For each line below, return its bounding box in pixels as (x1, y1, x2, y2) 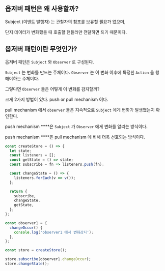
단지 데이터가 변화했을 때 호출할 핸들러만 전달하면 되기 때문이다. (5, 29, 127, 35)
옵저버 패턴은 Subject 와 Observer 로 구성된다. (5, 59, 94, 65)
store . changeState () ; (5, 261, 50, 266)
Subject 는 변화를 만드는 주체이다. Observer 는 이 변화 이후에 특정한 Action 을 (5, 69, 155, 75)
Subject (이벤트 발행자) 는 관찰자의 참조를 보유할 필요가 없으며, (5, 19, 126, 25)
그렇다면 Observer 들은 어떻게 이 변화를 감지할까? (5, 86, 100, 92)
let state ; (9, 148, 32, 153)
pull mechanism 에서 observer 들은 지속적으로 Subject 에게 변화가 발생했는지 (5, 107, 155, 113)
